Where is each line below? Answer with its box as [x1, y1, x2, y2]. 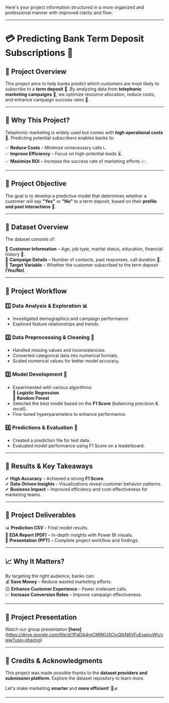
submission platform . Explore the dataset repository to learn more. [5, 675, 145, 681]
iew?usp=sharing [5, 637, 41, 643]
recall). [12, 406, 27, 412]
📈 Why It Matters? [5, 557, 65, 566]
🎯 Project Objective [5, 179, 67, 188]
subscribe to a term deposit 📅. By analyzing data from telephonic [5, 86, 142, 92]
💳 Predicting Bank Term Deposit [5, 33, 144, 44]
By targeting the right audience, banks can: [5, 573, 95, 579]
